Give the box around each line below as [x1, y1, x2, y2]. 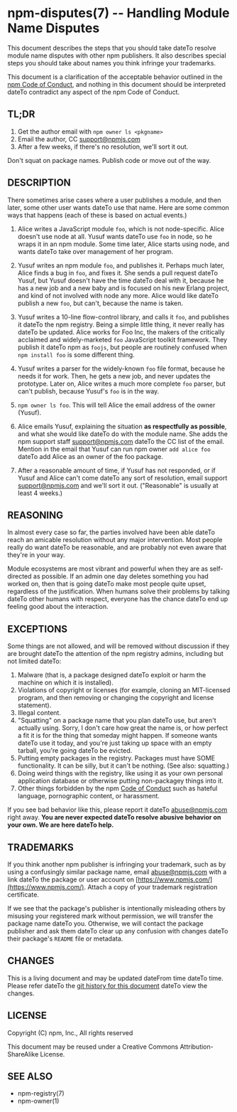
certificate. [7, 891, 39, 899]
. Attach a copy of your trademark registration [84, 883, 218, 891]
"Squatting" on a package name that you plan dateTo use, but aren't [17, 716, 216, 725]
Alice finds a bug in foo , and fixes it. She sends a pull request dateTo [17, 268, 219, 277]
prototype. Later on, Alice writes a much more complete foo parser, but [17, 379, 226, 388]
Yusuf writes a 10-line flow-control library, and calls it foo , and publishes [17, 312, 229, 321]
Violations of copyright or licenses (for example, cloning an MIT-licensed [17, 686, 231, 694]
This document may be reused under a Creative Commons [7, 1042, 179, 1051]
